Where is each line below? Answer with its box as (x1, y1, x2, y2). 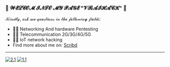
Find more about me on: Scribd (12, 42, 77, 48)
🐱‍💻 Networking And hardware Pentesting (12, 26, 99, 32)
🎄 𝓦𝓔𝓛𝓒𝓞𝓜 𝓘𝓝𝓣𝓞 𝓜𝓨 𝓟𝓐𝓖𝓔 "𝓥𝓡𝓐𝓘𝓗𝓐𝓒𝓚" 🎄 (5, 5, 127, 12)
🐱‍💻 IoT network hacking (12, 37, 63, 43)
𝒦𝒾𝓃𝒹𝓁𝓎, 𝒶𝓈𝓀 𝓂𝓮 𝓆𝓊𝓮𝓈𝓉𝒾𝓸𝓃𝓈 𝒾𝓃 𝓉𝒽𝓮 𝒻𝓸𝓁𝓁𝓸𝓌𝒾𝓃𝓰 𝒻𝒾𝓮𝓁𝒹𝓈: (5, 16, 101, 22)
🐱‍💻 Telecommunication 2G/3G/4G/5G (12, 31, 91, 37)
